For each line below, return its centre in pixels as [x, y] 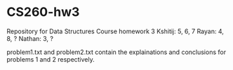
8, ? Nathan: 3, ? [30, 38]
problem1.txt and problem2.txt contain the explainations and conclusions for [116, 52]
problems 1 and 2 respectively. [51, 59]
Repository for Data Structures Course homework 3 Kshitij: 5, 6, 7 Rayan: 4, [115, 31]
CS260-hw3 [43, 12]
